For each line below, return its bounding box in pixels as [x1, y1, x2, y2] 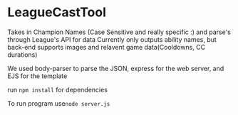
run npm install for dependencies [7, 85, 108, 94]
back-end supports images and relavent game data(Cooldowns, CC [7, 43, 206, 51]
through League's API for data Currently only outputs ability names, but [7, 35, 217, 43]
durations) [7, 50, 38, 59]
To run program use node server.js [7, 99, 110, 107]
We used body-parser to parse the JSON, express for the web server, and [7, 64, 224, 72]
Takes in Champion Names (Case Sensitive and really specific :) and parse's [7, 28, 232, 36]
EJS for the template [7, 72, 68, 80]
